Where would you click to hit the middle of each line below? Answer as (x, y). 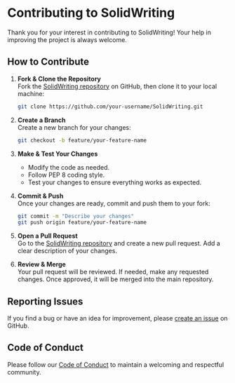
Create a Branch (41, 120)
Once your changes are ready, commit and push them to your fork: (114, 203)
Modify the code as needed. (69, 167)
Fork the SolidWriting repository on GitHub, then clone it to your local (117, 86)
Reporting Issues (45, 301)
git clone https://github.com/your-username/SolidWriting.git (110, 107)
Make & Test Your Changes (58, 154)
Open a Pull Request (48, 236)
